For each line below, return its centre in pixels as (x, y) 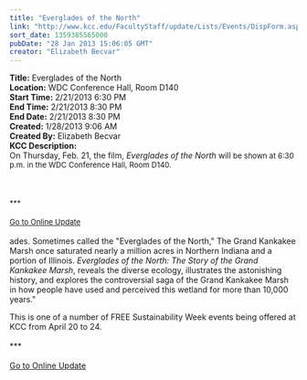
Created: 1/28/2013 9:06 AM (64, 127)
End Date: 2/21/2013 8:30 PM (65, 117)
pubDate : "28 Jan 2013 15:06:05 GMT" (81, 43)
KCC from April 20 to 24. (56, 327)
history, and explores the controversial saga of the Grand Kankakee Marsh (149, 280)
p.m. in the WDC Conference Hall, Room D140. (90, 165)
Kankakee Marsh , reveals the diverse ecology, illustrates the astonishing (146, 270)
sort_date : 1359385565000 (58, 35)
